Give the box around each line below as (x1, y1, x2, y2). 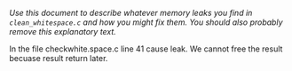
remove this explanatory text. (9, 27, 117, 36)
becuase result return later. (9, 53, 108, 63)
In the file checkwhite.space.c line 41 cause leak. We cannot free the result (9, 43, 283, 54)
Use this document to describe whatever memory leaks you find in (9, 8, 253, 18)
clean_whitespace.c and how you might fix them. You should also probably (9, 17, 283, 28)
